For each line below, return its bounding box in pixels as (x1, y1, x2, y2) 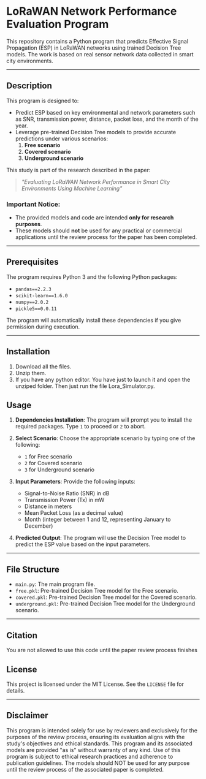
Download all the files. (15, 363, 72, 370)
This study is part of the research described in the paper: (6, 166, 151, 173)
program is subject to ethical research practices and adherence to (6, 753, 174, 760)
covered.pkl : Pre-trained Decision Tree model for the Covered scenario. (15, 593, 197, 601)
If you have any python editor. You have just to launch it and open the (15, 376, 191, 383)
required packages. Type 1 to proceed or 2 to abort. (15, 423, 146, 430)
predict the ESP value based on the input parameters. (15, 541, 151, 548)
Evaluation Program (6, 17, 109, 31)
